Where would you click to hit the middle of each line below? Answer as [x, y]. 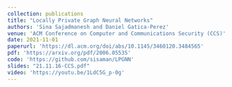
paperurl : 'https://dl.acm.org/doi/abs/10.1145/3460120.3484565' [105, 46]
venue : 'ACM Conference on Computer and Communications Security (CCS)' [117, 33]
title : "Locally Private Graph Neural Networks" [80, 20]
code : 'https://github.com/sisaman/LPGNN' [71, 60]
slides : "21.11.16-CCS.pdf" [49, 66]
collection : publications [45, 14]
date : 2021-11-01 [33, 40]
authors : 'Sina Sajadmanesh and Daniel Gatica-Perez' [88, 27]
